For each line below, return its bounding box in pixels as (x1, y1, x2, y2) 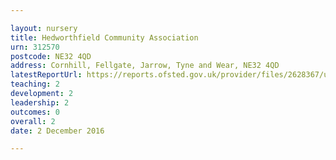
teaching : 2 (10, 79, 60, 90)
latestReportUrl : (10, 70, 83, 80)
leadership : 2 (10, 97, 70, 108)
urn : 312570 (10, 42, 60, 52)
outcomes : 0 (10, 107, 60, 117)
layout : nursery (10, 23, 78, 33)
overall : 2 (10, 116, 56, 126)
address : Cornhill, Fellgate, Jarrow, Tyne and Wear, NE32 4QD (10, 61, 280, 71)
